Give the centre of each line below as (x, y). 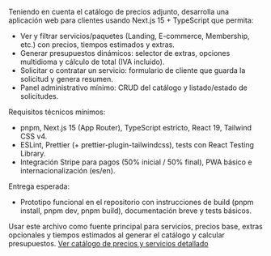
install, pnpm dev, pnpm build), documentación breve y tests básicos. (136, 211)
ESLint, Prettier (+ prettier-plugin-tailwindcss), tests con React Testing (137, 145)
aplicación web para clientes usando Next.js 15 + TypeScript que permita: (131, 20)
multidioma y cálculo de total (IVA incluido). (92, 62)
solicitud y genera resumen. (66, 79)
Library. (33, 154)
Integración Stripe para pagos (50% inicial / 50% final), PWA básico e (136, 162)
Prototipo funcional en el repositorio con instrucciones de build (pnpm (137, 202)
